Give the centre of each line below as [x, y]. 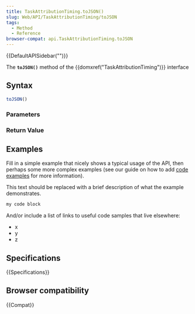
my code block [24, 204]
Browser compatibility [48, 291]
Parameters [23, 114]
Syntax [19, 86]
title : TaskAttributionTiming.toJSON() [55, 11]
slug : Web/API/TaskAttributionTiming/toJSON [62, 17]
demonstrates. [24, 194]
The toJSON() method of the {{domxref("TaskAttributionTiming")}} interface [97, 67]
